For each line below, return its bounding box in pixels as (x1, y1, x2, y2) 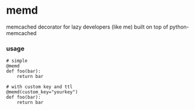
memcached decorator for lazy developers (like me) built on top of (6, 23, 168, 30)
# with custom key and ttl (6, 84, 73, 90)
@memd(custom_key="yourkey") (6, 89, 78, 95)
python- (169, 23, 190, 30)
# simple (6, 58, 28, 64)
